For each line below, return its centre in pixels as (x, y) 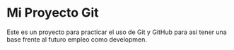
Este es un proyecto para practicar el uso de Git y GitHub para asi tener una (117, 32)
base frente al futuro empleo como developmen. (77, 39)
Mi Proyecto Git (53, 13)
